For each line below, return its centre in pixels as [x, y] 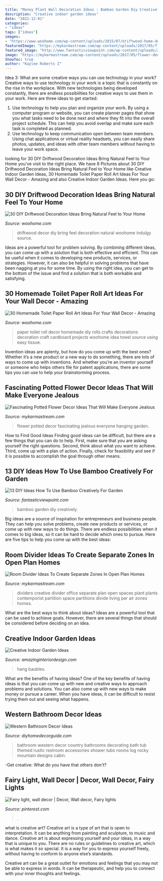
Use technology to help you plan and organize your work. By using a [80, 108]
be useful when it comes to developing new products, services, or [71, 257]
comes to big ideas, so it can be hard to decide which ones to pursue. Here [80, 534]
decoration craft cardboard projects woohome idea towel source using [87, 337]
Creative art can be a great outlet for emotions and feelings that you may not [81, 863]
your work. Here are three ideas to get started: [51, 98]
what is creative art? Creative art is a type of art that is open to [67, 827]
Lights [15, 788]
